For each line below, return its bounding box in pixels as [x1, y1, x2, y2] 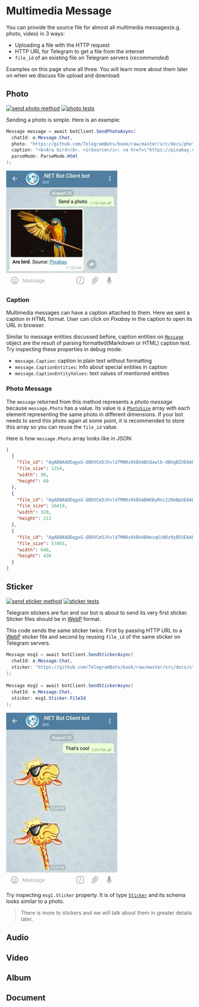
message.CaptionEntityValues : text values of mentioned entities [14, 370, 170, 377]
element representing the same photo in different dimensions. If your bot [6, 410, 184, 418]
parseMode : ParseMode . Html [11, 153, 78, 159]
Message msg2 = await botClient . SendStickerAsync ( [6, 683, 134, 689]
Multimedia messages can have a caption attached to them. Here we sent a [6, 309, 190, 316]
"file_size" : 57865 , [17, 541, 68, 546]
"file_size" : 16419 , [17, 503, 68, 509]
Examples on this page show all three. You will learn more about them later [6, 65, 188, 72]
